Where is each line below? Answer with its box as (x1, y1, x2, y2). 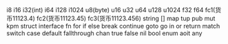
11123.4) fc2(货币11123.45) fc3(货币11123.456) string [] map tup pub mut (12, 14, 216, 22)
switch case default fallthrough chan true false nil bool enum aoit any (6, 29, 203, 37)
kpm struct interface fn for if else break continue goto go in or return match (6, 22, 220, 30)
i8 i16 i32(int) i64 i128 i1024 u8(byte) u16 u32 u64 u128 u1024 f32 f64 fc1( (6, 6, 216, 14)
